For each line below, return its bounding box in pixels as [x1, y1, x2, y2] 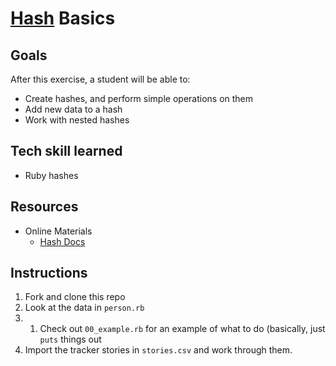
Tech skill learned [10, 143, 123, 160]
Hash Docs [39, 235, 86, 247]
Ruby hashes [24, 169, 79, 181]
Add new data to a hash [24, 103, 123, 115]
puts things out [39, 333, 102, 346]
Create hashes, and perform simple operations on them [24, 93, 254, 104]
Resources [10, 198, 79, 216]
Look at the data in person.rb [24, 302, 145, 314]
